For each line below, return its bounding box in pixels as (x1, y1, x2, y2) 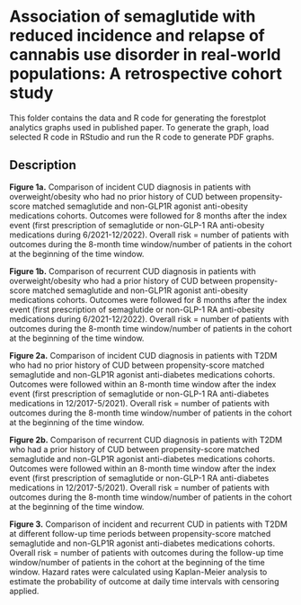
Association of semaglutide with (9, 6, 256, 27)
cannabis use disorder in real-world (9, 45, 281, 65)
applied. (9, 585, 40, 596)
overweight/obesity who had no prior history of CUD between (9, 191, 238, 201)
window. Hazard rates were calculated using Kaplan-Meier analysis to (9, 566, 268, 577)
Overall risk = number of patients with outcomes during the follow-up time (9, 547, 284, 558)
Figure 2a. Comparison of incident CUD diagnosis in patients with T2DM (9, 350, 278, 360)
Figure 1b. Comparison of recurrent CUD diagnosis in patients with (9, 265, 256, 276)
